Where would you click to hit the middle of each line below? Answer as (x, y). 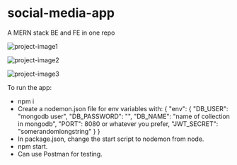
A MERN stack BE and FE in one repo (61, 33)
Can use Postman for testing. (60, 154)
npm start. (33, 146)
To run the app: (30, 87)
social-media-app (61, 13)
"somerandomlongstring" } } (59, 131)
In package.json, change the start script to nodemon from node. (111, 139)
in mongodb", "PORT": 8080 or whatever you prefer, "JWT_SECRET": (118, 124)
